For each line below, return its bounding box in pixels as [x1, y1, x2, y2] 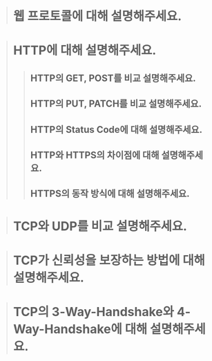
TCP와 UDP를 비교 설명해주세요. [12, 218, 188, 234]
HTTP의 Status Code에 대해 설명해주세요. [30, 124, 203, 136]
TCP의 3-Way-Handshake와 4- [12, 304, 191, 320]
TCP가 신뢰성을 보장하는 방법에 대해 [12, 252, 205, 268]
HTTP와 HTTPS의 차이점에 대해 [30, 149, 160, 161]
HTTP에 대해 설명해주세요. [12, 43, 157, 58]
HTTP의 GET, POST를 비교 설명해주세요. [30, 72, 196, 84]
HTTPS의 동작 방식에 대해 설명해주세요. [30, 188, 191, 200]
